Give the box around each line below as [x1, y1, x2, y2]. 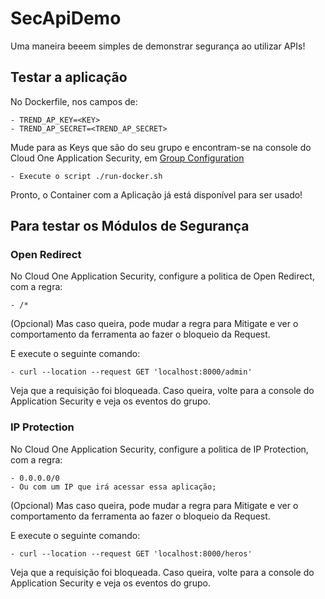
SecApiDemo [10, 7, 122, 30]
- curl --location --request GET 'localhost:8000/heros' [10, 548, 253, 559]
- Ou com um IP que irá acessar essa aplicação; [10, 482, 217, 492]
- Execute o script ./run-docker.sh [10, 171, 163, 181]
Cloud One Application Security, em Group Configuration [10, 152, 245, 164]
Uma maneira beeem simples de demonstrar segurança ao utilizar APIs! [10, 40, 306, 52]
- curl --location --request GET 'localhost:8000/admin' [10, 367, 253, 377]
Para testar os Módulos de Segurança [10, 218, 250, 235]
